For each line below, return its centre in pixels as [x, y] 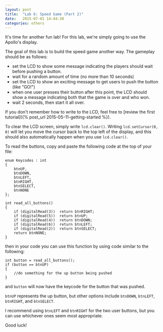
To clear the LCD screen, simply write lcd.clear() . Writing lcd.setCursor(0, [81, 127]
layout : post [18, 10]
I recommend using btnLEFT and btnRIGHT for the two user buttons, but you [80, 311]
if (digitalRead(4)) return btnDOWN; [53, 220]
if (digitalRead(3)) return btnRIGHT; [54, 212]
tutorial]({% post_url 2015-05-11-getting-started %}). [58, 117]
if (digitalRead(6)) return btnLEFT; [53, 225]
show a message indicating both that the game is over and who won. [81, 98]
